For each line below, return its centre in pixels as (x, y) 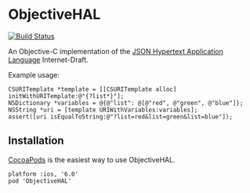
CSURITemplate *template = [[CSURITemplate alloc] (92, 89)
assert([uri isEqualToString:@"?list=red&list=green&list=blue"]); (121, 117)
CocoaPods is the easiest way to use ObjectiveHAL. (92, 159)
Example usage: (34, 75)
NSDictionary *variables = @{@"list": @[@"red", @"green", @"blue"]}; (126, 103)
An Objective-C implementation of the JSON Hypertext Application (116, 51)
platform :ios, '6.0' (43, 174)
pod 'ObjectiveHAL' (40, 181)
